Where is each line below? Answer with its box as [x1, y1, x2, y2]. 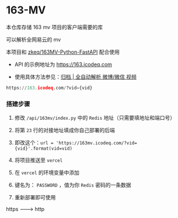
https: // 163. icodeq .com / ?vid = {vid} [6, 85, 93, 91]
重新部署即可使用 [14, 194, 56, 201]
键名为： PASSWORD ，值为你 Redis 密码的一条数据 [14, 182, 131, 189]
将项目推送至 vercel [14, 157, 63, 164]
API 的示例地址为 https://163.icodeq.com [14, 61, 113, 68]
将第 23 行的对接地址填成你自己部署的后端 [14, 127, 115, 134]
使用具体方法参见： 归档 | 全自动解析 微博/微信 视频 [14, 73, 137, 80]
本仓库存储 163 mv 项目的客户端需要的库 [6, 23, 103, 30]
